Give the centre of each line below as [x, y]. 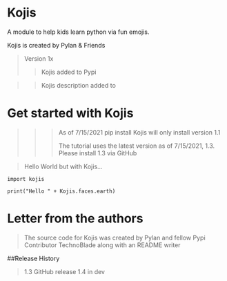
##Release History [33, 258]
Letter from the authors [75, 219]
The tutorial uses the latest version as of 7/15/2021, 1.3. [137, 146]
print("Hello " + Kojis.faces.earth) [61, 191]
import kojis [26, 179]
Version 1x [39, 58]
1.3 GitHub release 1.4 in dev [65, 271]
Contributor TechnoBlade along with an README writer [102, 245]
